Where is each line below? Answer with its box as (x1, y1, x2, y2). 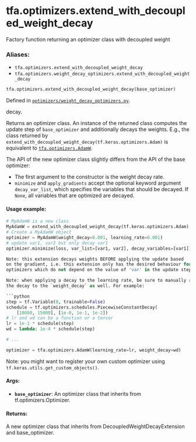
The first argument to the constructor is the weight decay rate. (14, 174, 164, 181)
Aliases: (6, 50, 30, 58)
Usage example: (6, 205, 47, 212)
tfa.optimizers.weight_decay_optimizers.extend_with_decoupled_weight (14, 71, 190, 77)
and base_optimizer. (6, 429, 54, 436)
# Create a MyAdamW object (6, 229, 72, 235)
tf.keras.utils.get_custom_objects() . (6, 364, 99, 371)
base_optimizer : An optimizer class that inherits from (14, 391, 142, 398)
